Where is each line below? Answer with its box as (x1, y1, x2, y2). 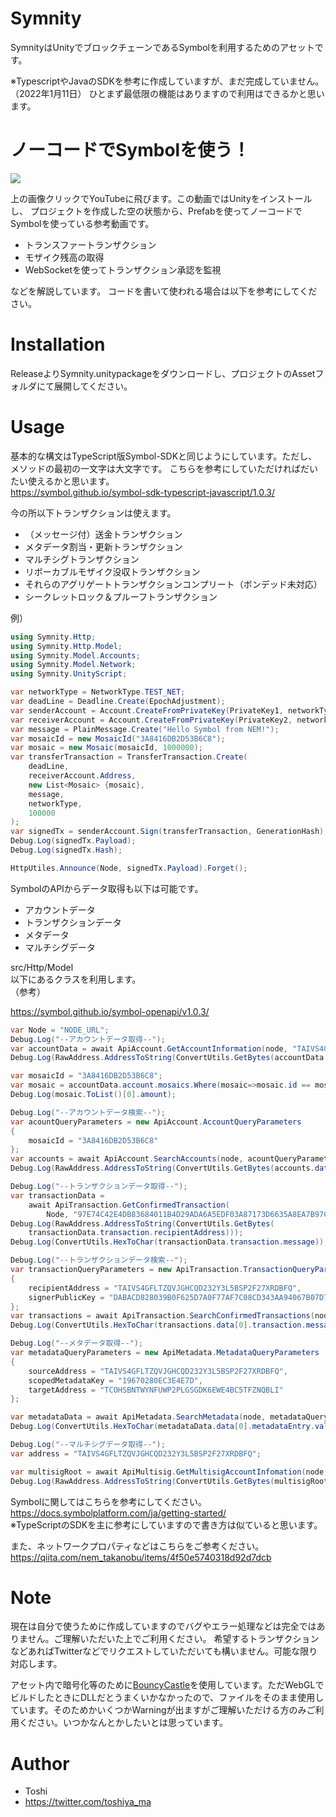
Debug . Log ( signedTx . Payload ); (10, 836, 137, 846)
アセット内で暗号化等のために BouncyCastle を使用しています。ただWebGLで (10, 1679, 325, 1691)
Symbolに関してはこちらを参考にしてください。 (10, 1495, 207, 1507)
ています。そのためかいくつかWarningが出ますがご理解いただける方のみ (10, 1704, 307, 1716)
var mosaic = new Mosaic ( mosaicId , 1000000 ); (10, 743, 203, 753)
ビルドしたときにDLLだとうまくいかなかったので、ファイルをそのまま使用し (10, 1692, 325, 1704)
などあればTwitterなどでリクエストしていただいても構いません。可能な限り (10, 1645, 318, 1657)
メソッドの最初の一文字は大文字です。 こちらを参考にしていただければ (10, 462, 302, 474)
